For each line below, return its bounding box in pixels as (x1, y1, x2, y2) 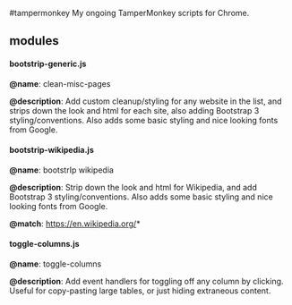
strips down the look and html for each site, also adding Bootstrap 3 (9, 105, 260, 115)
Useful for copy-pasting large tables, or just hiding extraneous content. (9, 285, 271, 296)
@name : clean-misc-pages (9, 78, 111, 89)
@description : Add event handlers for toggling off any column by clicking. (9, 276, 284, 286)
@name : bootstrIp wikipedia (9, 165, 115, 175)
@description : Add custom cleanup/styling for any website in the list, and (9, 96, 282, 106)
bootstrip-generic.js (9, 58, 87, 69)
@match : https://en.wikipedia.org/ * (9, 218, 141, 229)
